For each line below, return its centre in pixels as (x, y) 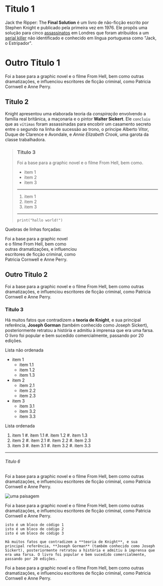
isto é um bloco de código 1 (34, 525)
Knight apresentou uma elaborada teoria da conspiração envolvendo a (76, 113)
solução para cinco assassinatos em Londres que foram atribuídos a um (77, 33)
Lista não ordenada (24, 350)
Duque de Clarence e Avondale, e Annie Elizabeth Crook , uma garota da (77, 134)
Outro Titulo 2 (26, 275)
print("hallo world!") (40, 220)
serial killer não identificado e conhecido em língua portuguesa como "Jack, (81, 38)
